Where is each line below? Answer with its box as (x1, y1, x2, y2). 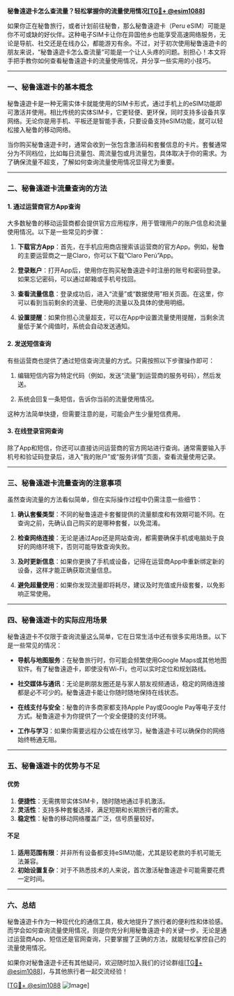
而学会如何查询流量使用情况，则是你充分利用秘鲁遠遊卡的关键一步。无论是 (7, 926, 221, 935)
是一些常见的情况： (7, 641, 63, 650)
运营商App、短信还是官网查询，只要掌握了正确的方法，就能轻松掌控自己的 (13, 935, 226, 944)
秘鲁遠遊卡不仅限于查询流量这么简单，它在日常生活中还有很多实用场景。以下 (7, 632, 227, 641)
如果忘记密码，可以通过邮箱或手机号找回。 (17, 275, 140, 284)
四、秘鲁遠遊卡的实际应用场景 (7, 615, 108, 625)
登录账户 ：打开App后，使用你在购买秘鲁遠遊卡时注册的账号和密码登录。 (17, 266, 225, 274)
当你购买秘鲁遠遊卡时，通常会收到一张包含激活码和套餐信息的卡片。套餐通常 (7, 140, 227, 149)
